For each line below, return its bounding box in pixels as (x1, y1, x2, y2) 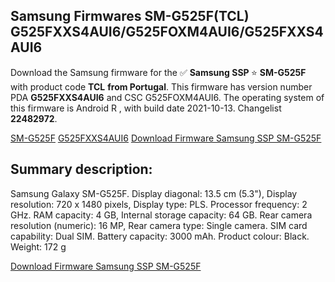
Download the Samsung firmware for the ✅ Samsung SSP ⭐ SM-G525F (10, 66, 307, 78)
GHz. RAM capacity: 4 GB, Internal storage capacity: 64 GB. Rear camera (10, 209, 313, 221)
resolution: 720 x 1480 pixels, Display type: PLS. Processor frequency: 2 (10, 198, 308, 210)
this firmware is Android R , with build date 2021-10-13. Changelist (10, 102, 282, 114)
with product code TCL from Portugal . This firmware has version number (10, 80, 313, 93)
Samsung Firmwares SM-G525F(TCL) (10, 8, 250, 25)
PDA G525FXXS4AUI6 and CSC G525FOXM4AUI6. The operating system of (10, 91, 325, 103)
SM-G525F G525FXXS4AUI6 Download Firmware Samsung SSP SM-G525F (10, 132, 322, 144)
